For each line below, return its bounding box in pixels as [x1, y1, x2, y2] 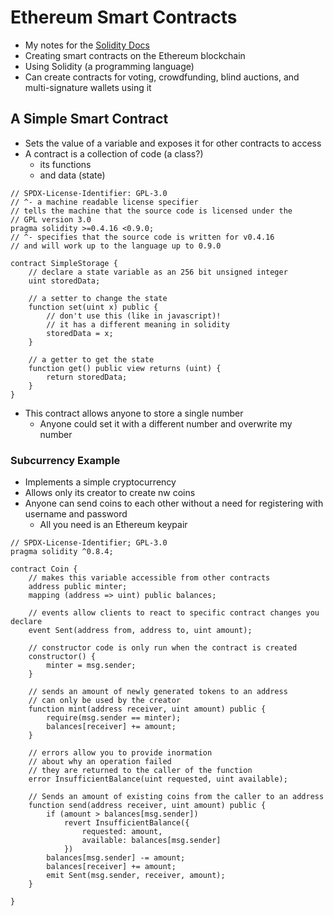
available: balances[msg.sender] [81, 836, 222, 846]
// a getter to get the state [28, 354, 155, 365]
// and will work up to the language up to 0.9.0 [10, 241, 222, 251]
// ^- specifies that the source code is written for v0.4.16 [10, 232, 275, 242]
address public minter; [28, 582, 128, 592]
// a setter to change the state [28, 293, 168, 303]
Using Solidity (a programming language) [24, 60, 195, 72]
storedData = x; [46, 328, 114, 338]
